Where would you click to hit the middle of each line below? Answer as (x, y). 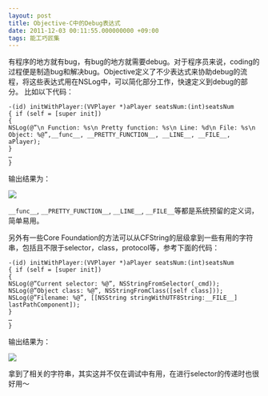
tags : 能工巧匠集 (34, 38)
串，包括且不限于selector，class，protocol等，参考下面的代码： (114, 248)
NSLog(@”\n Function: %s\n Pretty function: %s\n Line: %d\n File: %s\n (132, 128)
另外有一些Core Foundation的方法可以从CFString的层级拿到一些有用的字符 (131, 238)
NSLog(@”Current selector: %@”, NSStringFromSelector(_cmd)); (114, 284)
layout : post (30, 16)
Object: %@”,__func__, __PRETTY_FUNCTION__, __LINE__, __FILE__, (119, 135)
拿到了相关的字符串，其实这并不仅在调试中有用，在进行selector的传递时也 (130, 374)
